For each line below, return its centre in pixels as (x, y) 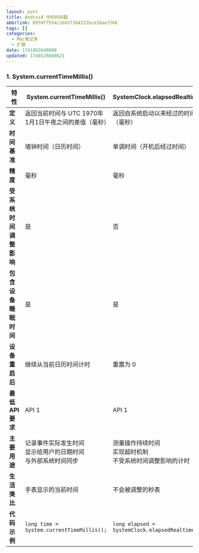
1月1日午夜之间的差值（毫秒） (67, 122)
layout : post (22, 12)
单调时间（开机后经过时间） (151, 146)
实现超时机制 (130, 452)
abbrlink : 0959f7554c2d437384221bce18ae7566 (62, 23)
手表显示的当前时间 (52, 490)
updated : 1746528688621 (36, 56)
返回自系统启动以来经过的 (148, 113)
